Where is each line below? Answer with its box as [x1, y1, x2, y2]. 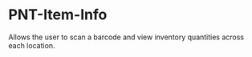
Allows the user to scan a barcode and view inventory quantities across [8, 32, 245, 42]
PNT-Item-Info [8, 6, 108, 24]
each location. [8, 40, 55, 50]
